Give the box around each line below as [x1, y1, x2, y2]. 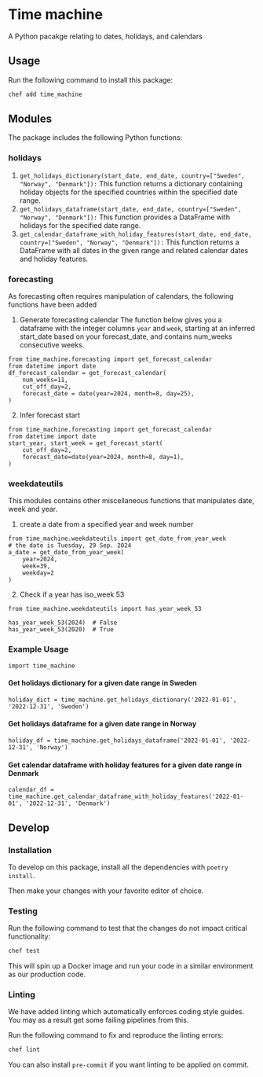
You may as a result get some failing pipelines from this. [8, 1016, 189, 1025]
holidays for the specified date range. [19, 220, 141, 230]
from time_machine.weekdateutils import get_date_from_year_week [8, 535, 226, 543]
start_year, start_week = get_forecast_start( [8, 439, 163, 447]
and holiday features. [19, 254, 89, 263]
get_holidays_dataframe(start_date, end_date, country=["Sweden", [19, 205, 242, 213]
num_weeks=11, [22, 376, 68, 384]
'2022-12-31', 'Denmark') [25, 799, 111, 807]
